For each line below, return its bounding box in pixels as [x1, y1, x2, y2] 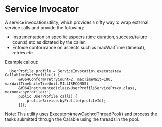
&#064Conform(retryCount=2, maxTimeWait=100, [18, 77, 113, 82]
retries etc [12, 50, 33, 55]
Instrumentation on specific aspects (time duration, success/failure [12, 34, 148, 40]
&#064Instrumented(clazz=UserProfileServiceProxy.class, [18, 85, 137, 91]
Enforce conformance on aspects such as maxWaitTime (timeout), [12, 44, 146, 50]
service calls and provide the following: [5, 24, 84, 30]
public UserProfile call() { [18, 94, 78, 99]
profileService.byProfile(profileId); [26, 98, 106, 103]
